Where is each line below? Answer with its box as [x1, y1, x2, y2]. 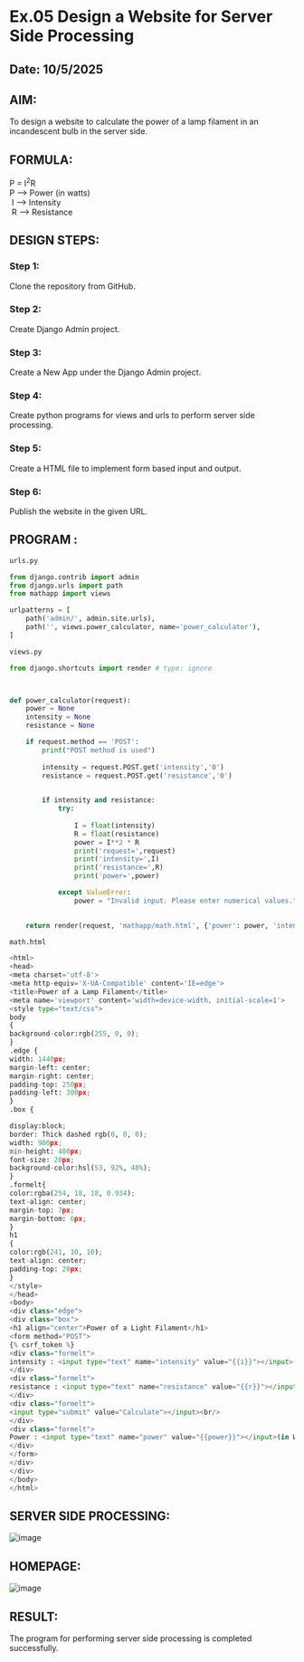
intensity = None [25, 712, 91, 721]
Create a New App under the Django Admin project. [9, 367, 202, 377]
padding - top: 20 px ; [9, 1265, 83, 1274]
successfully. [9, 1643, 59, 1654]
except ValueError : [57, 888, 131, 897]
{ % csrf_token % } [9, 1340, 75, 1350]
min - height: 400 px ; [9, 1147, 83, 1156]
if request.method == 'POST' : [25, 738, 140, 747]
